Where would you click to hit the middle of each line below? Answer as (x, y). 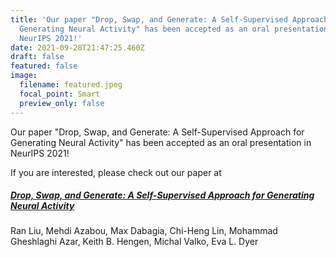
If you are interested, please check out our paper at (116, 172)
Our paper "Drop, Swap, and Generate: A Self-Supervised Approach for (157, 132)
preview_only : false (62, 103)
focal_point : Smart (60, 94)
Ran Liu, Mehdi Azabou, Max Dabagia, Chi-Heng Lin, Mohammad (144, 231)
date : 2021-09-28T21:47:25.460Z (77, 47)
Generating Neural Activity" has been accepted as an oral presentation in (161, 142)
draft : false (37, 57)
